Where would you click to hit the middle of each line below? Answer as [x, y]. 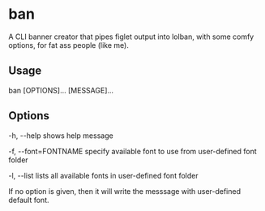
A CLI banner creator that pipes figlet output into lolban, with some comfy [131, 37]
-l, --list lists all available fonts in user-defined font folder [103, 175]
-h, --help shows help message [61, 136]
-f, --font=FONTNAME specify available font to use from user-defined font [132, 151]
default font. [29, 200]
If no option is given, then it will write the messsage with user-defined [125, 191]
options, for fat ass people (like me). [69, 45]
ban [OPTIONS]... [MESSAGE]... [61, 90]
